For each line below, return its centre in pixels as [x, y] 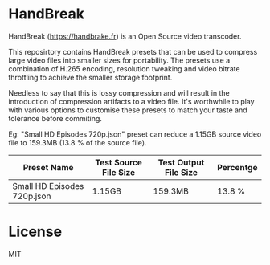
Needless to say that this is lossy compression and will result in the [119, 92]
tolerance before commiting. [55, 118]
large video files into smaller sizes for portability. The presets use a [119, 60]
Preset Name [48, 167]
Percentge [237, 167]
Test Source [119, 162]
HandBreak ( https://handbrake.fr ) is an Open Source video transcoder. [125, 36]
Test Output [181, 162]
